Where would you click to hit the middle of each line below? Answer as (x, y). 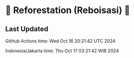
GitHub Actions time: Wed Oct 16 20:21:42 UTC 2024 (60, 41)
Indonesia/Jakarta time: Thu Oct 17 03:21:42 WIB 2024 (62, 51)
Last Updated (27, 29)
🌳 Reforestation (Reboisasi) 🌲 (68, 10)
